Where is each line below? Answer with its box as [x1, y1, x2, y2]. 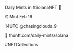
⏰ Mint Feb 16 [5, 14, 33, 19]
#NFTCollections [5, 42, 38, 47]
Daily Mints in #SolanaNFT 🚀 [5, 5, 61, 10]
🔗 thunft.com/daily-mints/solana [5, 32, 69, 38]
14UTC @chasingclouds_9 [5, 23, 57, 29]
